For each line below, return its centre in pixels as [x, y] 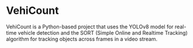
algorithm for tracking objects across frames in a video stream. [82, 39]
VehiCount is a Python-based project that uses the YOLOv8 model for [90, 27]
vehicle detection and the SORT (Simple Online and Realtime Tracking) [103, 32]
